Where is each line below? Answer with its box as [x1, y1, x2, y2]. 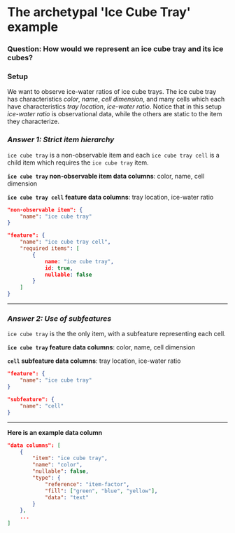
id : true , [44, 264, 73, 272]
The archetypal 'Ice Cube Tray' [7, 4, 191, 20]
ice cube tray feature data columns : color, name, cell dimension [7, 343, 196, 352]
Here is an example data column [7, 428, 103, 436]
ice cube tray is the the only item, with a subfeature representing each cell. [7, 330, 226, 338]
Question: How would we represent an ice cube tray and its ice [7, 44, 224, 54]
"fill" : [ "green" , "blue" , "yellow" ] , [44, 487, 158, 494]
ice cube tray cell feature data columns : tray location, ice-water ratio [7, 193, 214, 201]
